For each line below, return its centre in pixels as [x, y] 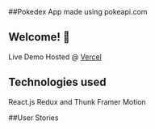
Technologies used [57, 82]
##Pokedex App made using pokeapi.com [78, 12]
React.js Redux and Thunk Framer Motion [77, 101]
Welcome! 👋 [39, 37]
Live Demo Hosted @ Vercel [55, 57]
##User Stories [34, 118]
